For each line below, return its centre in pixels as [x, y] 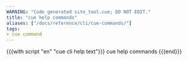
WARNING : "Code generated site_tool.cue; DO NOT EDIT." [78, 12]
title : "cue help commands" [42, 18]
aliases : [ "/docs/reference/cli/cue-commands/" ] [69, 23]
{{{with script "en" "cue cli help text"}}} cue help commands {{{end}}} [94, 51]
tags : [13, 29]
